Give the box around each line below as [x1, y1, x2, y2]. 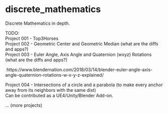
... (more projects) [5, 102, 43, 108]
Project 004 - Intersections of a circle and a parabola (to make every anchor [5, 82, 163, 88]
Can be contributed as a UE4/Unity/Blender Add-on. [5, 92, 113, 98]
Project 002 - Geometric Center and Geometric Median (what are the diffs [5, 40, 158, 46]
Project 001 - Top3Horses [5, 35, 59, 41]
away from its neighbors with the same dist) [5, 87, 97, 93]
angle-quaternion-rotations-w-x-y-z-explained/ [5, 72, 104, 78]
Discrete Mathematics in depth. [5, 20, 70, 26]
